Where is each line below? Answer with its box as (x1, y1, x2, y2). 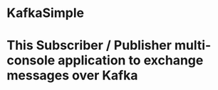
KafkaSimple (6, 5, 85, 21)
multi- (174, 38, 212, 54)
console (6, 52, 56, 69)
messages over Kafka (6, 67, 138, 84)
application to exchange (57, 52, 204, 69)
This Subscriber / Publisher (6, 38, 172, 54)
